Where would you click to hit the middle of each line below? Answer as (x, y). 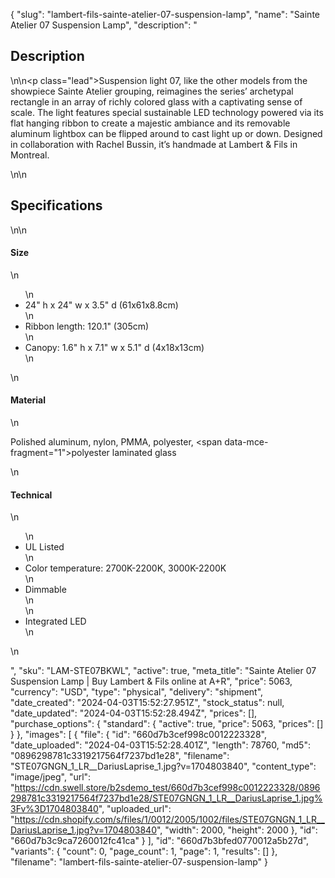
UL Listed (44, 547)
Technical (31, 495)
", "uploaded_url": (135, 809)
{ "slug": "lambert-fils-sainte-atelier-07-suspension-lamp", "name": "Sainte (165, 14)
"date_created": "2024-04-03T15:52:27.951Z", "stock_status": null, (147, 703)
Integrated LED (55, 621)
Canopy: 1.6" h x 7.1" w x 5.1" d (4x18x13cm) (114, 347)
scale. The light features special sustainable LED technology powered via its (167, 112)
